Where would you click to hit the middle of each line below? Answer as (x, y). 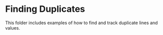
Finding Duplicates (45, 9)
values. (13, 28)
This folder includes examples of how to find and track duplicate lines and (81, 23)
